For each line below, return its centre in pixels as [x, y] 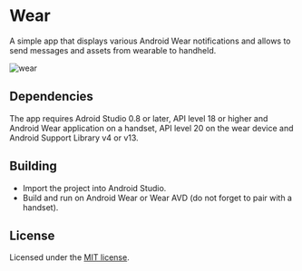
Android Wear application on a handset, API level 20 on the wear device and [151, 128]
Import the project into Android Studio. [94, 188]
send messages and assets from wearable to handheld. [113, 50]
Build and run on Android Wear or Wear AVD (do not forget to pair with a [157, 198]
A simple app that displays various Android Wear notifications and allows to [151, 41]
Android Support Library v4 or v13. [74, 138]
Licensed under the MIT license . [69, 257]
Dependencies [51, 97]
